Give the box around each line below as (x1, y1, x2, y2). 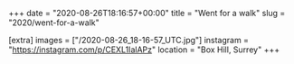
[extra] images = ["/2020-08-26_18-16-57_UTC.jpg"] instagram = (8, 35, 250, 45)
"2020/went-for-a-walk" (8, 17, 100, 28)
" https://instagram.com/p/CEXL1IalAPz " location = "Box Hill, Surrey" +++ (8, 44, 280, 55)
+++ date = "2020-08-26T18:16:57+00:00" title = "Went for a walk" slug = (8, 8, 286, 18)
